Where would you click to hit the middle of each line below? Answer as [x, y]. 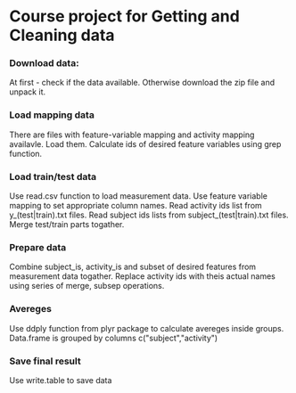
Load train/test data [53, 176]
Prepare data [38, 247]
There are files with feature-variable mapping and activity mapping [132, 135]
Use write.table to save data [61, 380]
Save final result [45, 361]
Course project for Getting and [125, 16]
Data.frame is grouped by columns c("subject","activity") [114, 338]
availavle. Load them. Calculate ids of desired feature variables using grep [145, 143]
